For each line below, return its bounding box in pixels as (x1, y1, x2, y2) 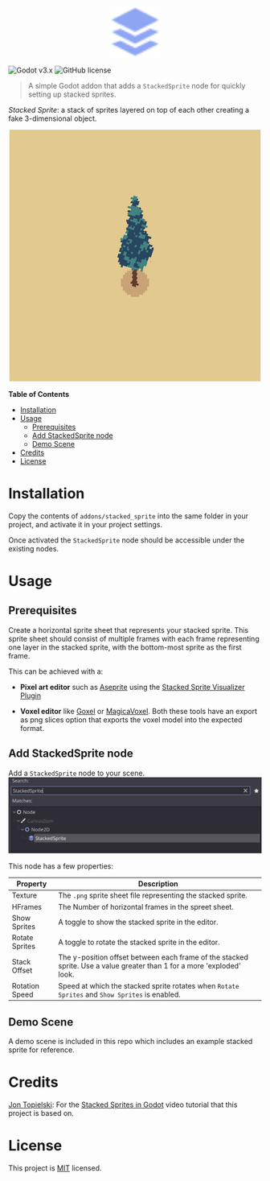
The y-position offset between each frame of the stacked (58, 952, 249, 962)
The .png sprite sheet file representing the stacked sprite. (58, 890, 247, 900)
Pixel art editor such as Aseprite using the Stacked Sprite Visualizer (19, 682, 245, 692)
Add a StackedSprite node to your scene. (8, 768, 145, 778)
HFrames (11, 902, 43, 911)
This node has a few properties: (8, 861, 114, 871)
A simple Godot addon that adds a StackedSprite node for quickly (27, 81, 246, 90)
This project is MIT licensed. (8, 1162, 102, 1173)
